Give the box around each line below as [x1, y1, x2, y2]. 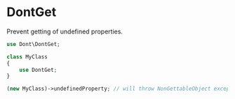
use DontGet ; [19, 66, 58, 73]
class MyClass [6, 53, 48, 60]
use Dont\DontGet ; [6, 40, 60, 47]
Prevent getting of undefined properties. [6, 27, 123, 36]
